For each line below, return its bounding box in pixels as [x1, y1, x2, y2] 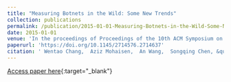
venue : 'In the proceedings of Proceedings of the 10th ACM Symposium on [7, 36, 223, 42]
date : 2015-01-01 [7, 29, 57, 36]
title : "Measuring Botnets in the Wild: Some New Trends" [7, 10, 177, 17]
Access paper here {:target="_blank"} [7, 66, 113, 75]
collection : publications [7, 16, 81, 23]
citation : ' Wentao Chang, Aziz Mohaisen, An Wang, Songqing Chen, [7, 49, 214, 55]
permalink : [7, 23, 38, 29]
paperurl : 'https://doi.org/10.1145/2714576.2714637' [7, 42, 165, 49]
